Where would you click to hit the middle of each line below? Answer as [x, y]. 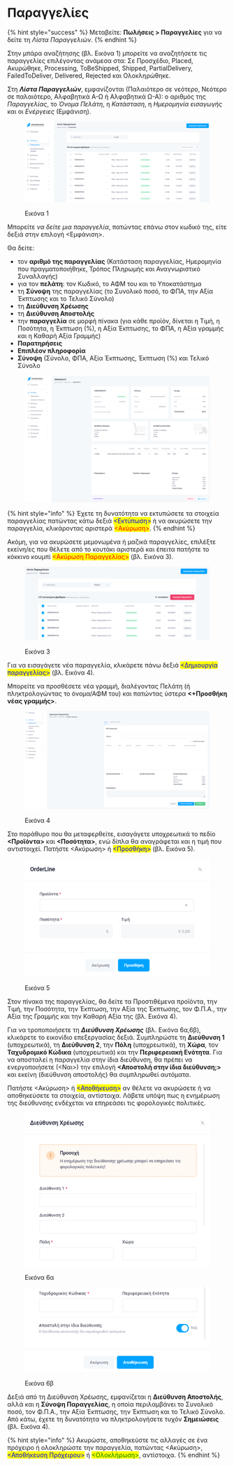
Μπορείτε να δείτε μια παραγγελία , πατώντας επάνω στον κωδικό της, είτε [117, 227]
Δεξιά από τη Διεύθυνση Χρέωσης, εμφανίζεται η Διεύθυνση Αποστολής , [115, 1397]
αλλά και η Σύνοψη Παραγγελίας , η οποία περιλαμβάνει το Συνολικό [110, 1404]
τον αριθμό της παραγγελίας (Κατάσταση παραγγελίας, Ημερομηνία [119, 262]
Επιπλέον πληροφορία [51, 351]
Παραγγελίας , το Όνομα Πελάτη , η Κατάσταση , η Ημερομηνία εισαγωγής [115, 104]
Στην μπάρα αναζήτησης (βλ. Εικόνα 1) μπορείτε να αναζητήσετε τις [107, 53]
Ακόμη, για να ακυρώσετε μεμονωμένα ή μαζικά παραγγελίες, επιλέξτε [112, 542]
